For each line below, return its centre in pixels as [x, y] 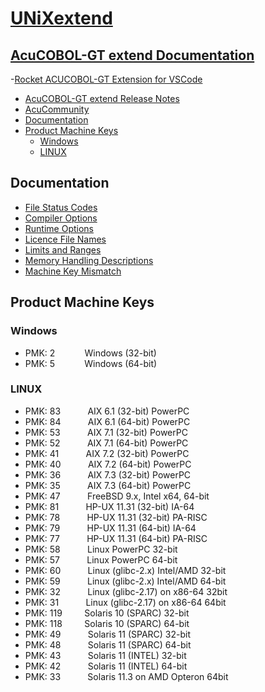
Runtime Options [59, 228]
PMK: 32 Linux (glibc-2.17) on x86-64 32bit [126, 591]
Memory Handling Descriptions [89, 260]
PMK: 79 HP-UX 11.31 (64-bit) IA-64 [110, 528]
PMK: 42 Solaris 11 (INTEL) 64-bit [106, 666]
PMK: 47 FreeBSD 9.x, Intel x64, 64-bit [117, 496]
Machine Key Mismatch [73, 271]
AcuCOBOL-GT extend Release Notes [102, 98]
